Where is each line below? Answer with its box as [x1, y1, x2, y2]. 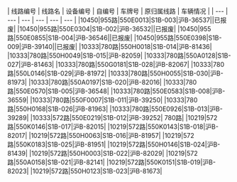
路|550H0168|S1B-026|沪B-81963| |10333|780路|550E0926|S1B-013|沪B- [7, 105, 224, 113]
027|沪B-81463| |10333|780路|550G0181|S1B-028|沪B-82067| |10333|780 [7, 60, 225, 68]
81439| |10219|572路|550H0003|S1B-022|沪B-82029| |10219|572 [7, 149, 198, 157]
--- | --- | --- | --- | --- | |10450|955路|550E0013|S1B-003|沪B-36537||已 [7, 16, 221, 24]
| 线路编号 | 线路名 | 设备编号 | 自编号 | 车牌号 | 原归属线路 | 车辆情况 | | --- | [7, 7, 228, 15]
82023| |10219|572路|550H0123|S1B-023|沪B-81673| [7, 167, 162, 175]
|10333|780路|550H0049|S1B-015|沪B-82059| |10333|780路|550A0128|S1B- [7, 51, 231, 60]
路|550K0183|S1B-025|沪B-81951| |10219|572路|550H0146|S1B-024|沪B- [7, 140, 221, 149]
